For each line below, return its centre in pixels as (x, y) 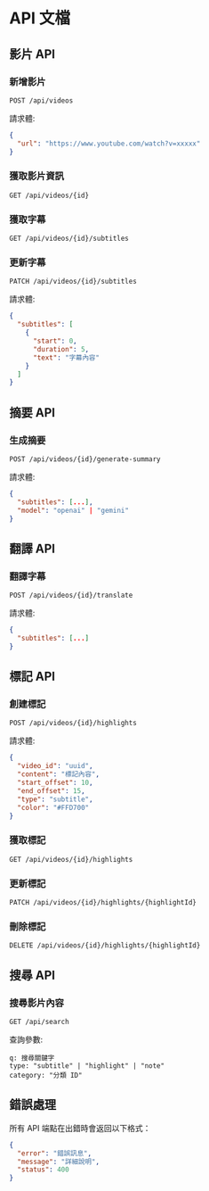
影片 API (32, 54)
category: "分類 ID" (46, 1076)
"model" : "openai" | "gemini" (73, 510)
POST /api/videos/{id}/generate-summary (85, 459)
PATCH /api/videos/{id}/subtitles (73, 282)
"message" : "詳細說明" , (59, 1162)
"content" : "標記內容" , (59, 774)
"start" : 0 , (55, 341)
